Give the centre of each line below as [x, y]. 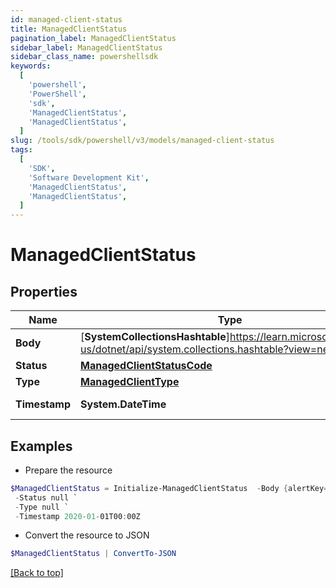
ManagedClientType [130, 382]
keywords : [31, 66]
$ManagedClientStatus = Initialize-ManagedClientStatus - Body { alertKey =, [171, 488]
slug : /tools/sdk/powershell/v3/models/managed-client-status [142, 141]
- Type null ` [42, 507]
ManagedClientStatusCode [146, 366]
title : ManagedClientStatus [69, 29]
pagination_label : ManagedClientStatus [93, 38]
